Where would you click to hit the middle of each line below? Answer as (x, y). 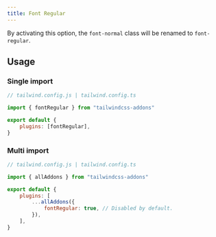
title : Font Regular (37, 13)
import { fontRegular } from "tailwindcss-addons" (81, 108)
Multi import (28, 150)
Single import (30, 81)
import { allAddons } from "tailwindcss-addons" (78, 177)
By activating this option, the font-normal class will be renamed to (100, 33)
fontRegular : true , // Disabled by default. (108, 209)
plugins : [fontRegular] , (55, 126)
